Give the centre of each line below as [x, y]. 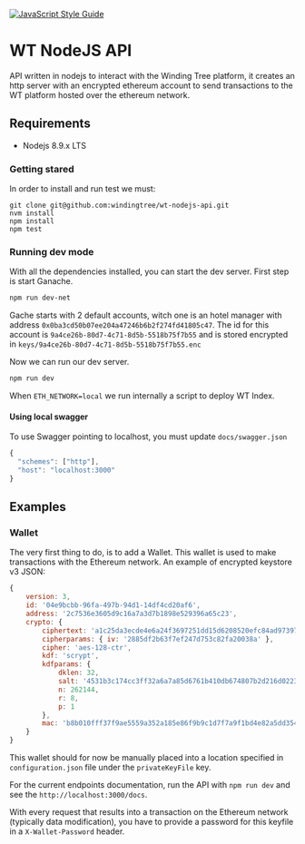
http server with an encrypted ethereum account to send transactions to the [151, 85]
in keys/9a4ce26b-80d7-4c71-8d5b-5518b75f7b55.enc [105, 344]
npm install [32, 221]
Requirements [50, 124]
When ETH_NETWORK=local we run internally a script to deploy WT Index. [142, 396]
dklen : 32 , [79, 673]
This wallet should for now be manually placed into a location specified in [147, 758]
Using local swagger [49, 417]
